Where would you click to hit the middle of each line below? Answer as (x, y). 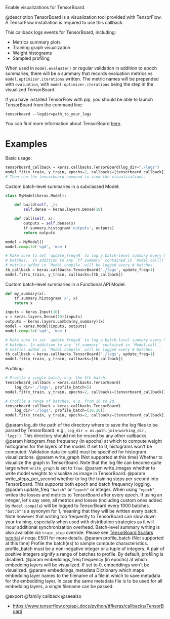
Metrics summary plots (36, 42)
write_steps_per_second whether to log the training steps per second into (82, 479)
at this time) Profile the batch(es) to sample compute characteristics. (77, 544)
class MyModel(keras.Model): (36, 196)
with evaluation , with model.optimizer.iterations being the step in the (79, 84)
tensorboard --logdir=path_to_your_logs (49, 114)
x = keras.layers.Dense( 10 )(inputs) (44, 317)
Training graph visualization (41, 47)
